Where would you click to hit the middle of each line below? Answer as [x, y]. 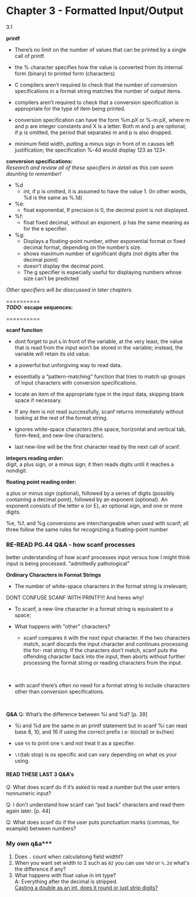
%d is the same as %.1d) [53, 197]
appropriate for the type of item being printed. [70, 108]
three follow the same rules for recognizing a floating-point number [87, 529]
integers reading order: [35, 458]
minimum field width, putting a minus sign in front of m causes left [94, 143]
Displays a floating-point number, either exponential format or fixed [104, 241]
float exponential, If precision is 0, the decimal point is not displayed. [106, 210]
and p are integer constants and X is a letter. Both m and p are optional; [100, 126]
